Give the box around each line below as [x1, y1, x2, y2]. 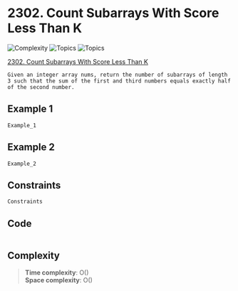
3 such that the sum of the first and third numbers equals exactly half [7, 77, 232, 85]
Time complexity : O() [24, 268, 89, 277]
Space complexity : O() [24, 276, 93, 284]
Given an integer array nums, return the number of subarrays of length [7, 71, 228, 78]
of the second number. [7, 83, 75, 90]
